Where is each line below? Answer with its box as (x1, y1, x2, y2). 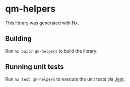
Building (5, 34, 32, 43)
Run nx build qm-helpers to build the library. (5, 48, 98, 54)
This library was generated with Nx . (5, 20, 79, 26)
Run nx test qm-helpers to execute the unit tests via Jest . (5, 76, 125, 82)
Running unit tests (5, 63, 64, 71)
